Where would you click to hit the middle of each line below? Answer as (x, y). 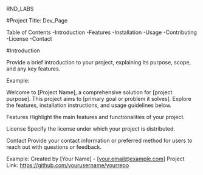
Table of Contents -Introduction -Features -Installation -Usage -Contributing (102, 32)
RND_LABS (20, 9)
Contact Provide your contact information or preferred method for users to (99, 140)
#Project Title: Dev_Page (37, 20)
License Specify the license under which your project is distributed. (91, 129)
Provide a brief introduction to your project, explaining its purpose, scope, (99, 62)
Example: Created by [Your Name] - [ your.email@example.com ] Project (95, 159)
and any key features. (33, 69)
